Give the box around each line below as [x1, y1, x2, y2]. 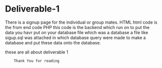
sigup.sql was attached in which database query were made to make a [5, 35, 146, 41]
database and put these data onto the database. [5, 40, 101, 45]
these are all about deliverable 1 [5, 49, 68, 55]
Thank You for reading [14, 58, 60, 63]
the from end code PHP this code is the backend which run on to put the [5, 24, 150, 30]
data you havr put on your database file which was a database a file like [5, 29, 148, 35]
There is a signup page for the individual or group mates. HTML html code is [5, 19, 158, 25]
